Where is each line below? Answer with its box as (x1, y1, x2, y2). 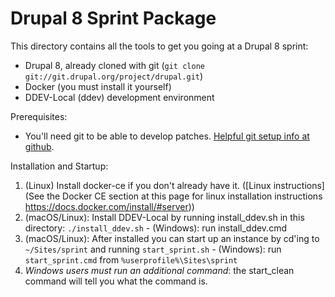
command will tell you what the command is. (24, 275, 208, 287)
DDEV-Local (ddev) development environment (24, 91, 215, 103)
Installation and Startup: (10, 160, 109, 172)
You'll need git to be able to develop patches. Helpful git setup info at (24, 130, 310, 142)
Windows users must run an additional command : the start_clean (24, 264, 295, 276)
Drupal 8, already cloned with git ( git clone (24, 59, 205, 71)
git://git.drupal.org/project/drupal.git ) (24, 70, 204, 82)
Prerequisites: (10, 110, 68, 122)
